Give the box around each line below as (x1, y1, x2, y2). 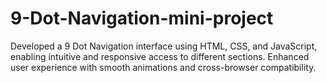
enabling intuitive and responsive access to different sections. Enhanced (10, 50, 310, 62)
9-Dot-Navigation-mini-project (10, 7, 274, 30)
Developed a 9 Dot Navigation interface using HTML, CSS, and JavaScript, (10, 40, 318, 52)
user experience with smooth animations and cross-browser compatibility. (10, 61, 317, 73)
